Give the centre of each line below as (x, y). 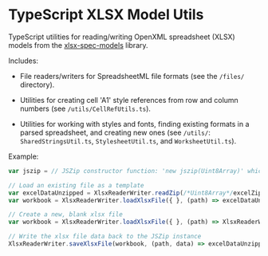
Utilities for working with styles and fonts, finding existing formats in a (134, 124)
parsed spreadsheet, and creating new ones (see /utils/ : (115, 132)
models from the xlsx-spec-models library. (79, 45)
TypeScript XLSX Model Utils (106, 15)
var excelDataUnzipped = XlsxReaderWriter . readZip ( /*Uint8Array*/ (121, 193)
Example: (24, 156)
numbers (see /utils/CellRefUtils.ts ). (85, 108)
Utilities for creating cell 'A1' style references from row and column (129, 100)
